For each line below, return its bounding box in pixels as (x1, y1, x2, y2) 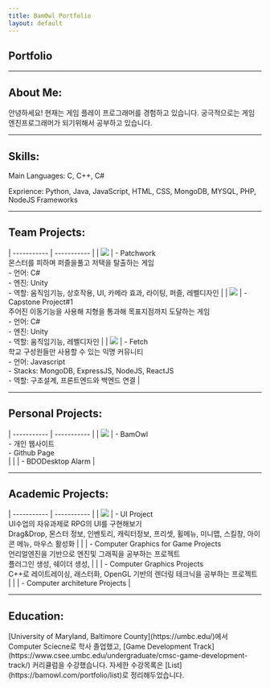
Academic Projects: (8, 487, 109, 501)
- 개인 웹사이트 (8, 439, 55, 448)
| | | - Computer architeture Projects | (8, 579, 131, 588)
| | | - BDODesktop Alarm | (8, 456, 96, 466)
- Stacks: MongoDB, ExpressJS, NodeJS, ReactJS (8, 365, 174, 375)
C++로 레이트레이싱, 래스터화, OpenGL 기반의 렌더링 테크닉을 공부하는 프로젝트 (8, 569, 258, 579)
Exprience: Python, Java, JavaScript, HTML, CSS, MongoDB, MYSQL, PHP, (8, 186, 257, 196)
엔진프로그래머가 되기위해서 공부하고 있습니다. (8, 118, 153, 128)
